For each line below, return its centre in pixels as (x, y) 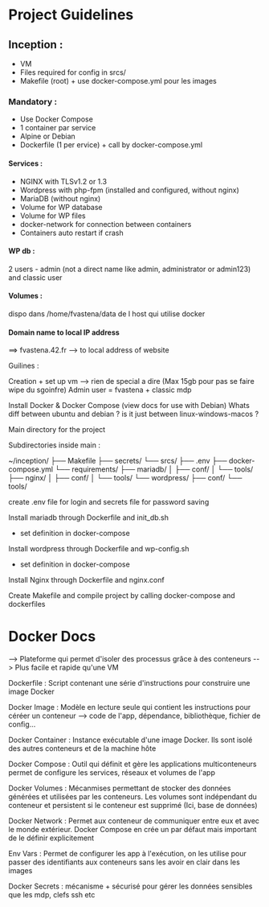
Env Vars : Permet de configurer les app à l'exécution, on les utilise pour (128, 854)
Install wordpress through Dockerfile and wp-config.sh (99, 549)
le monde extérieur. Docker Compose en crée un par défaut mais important (132, 830)
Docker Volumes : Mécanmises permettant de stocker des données (120, 788)
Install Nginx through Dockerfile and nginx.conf (86, 580)
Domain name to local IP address (64, 332)
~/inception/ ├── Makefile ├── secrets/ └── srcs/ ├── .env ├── (118, 461)
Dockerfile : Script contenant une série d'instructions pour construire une (129, 683)
